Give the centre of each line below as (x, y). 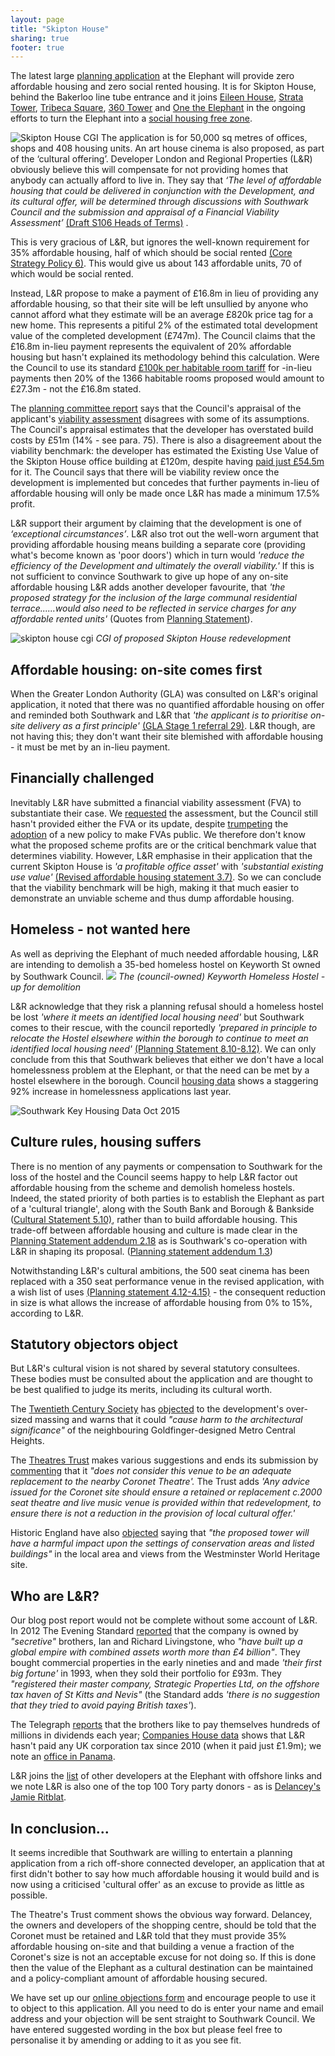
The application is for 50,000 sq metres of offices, (204, 138)
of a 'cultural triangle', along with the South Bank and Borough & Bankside (162, 1208)
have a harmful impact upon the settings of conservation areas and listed (162, 1543)
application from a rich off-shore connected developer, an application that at (167, 1863)
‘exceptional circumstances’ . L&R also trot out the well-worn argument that (165, 534)
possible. (29, 1895)
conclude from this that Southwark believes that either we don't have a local (167, 1059)
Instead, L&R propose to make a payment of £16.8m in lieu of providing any (164, 293)
